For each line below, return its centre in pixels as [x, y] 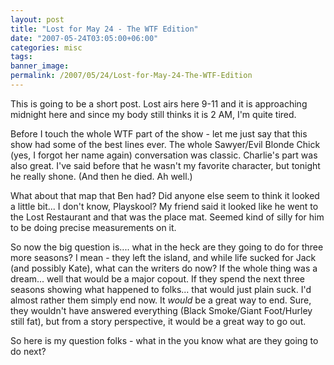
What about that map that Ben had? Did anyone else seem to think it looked [165, 195]
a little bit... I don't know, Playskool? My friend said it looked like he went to [164, 206]
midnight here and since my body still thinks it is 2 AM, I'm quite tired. [153, 114]
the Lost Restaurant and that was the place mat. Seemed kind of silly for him [167, 217]
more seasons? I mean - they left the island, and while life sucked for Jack [163, 257]
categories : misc [46, 47]
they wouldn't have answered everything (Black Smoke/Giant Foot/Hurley [161, 310]
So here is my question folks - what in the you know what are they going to [164, 340]
